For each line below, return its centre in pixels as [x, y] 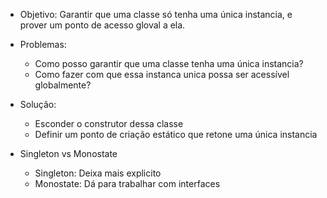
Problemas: [43, 44]
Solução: [38, 104]
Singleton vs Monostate [68, 153]
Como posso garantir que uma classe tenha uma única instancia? [169, 63]
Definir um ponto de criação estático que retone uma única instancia [176, 134]
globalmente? [63, 85]
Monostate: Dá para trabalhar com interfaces [127, 183]
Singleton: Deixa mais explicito [98, 173]
